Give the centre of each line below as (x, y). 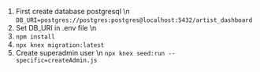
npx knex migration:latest (60, 45)
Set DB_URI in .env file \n (56, 28)
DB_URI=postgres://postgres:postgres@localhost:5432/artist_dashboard (134, 20)
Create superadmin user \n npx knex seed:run (90, 53)
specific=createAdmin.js (56, 60)
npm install (35, 37)
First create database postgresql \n (72, 11)
